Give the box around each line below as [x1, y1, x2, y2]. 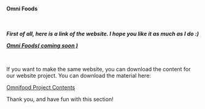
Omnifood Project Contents [6, 84, 75, 91]
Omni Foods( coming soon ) [6, 42, 79, 49]
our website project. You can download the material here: [6, 72, 152, 79]
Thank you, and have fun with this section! [6, 96, 114, 103]
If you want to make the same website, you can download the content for [6, 66, 191, 73]
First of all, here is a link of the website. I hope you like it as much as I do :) [6, 30, 199, 38]
